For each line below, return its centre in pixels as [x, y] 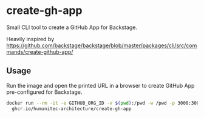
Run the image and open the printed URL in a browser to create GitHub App [100, 85]
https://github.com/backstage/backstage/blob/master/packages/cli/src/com [102, 45]
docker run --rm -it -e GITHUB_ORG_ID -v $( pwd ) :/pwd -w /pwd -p [90, 103]
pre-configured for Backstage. [44, 92]
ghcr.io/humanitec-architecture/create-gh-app [72, 109]
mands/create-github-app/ [40, 51]
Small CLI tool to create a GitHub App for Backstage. [72, 27]
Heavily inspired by [30, 39]
